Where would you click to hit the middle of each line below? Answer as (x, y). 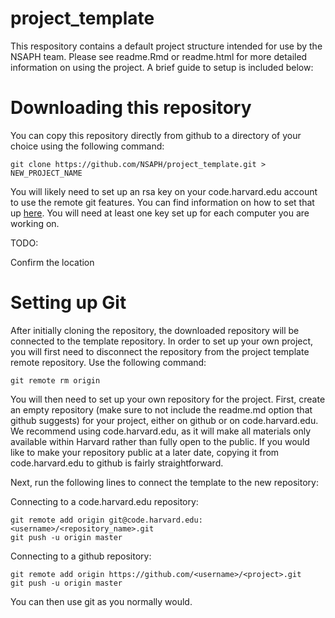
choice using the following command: (87, 146)
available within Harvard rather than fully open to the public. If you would (160, 441)
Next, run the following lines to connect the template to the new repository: (164, 482)
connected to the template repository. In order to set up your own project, (162, 341)
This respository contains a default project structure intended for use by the (166, 46)
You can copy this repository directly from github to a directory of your (156, 135)
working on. (35, 223)
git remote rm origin (55, 380)
